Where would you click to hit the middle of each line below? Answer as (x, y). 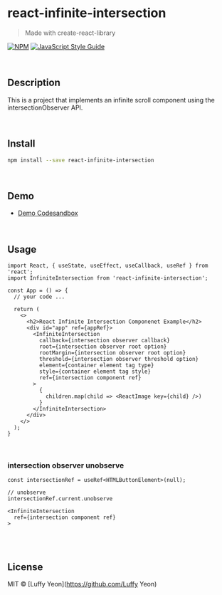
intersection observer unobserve (66, 465)
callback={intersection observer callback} (105, 341)
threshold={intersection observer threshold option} (119, 359)
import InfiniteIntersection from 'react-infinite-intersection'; (108, 278)
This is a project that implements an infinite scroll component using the (111, 100)
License (25, 567)
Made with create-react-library (70, 33)
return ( (27, 310)
